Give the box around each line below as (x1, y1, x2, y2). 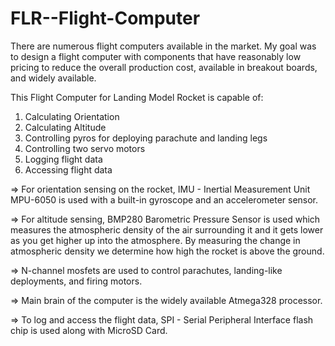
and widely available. (10, 72, 97, 84)
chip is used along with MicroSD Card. (10, 324, 168, 336)
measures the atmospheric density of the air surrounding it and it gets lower (10, 223, 324, 236)
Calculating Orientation (24, 110, 120, 122)
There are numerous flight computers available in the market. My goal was (10, 40, 317, 52)
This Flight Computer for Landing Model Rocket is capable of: (10, 91, 264, 103)
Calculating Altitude (24, 121, 107, 133)
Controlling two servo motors (24, 142, 146, 154)
